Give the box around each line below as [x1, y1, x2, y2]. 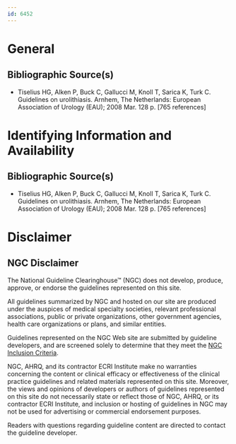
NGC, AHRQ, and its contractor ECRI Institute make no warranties [7, 362, 197, 370]
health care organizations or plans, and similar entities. [7, 320, 167, 328]
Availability [7, 142, 75, 158]
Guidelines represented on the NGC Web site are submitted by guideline [7, 333, 217, 341]
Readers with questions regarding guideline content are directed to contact [7, 421, 226, 429]
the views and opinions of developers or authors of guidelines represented [7, 385, 225, 393]
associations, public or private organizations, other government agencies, [7, 312, 222, 320]
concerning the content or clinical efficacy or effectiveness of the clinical [7, 369, 220, 378]
